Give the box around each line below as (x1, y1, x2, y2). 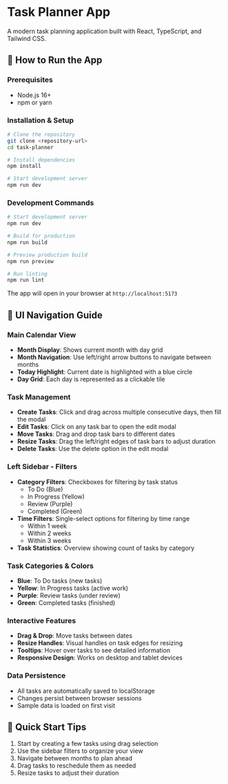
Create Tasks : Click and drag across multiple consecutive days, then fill (17, 408, 222, 417)
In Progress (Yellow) (27, 492, 85, 501)
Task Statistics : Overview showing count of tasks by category (17, 544, 195, 552)
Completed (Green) (27, 507, 83, 515)
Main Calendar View (7, 329, 76, 339)
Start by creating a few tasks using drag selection (17, 740, 158, 748)
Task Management (7, 392, 71, 401)
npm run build (7, 239, 48, 246)
